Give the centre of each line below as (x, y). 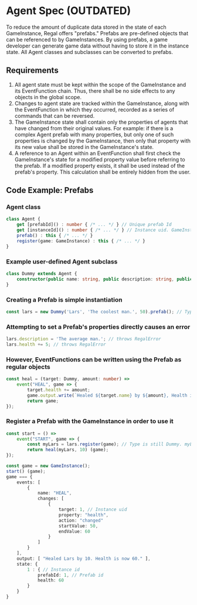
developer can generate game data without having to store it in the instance (98, 46)
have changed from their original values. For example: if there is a (94, 128)
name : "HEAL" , (55, 493)
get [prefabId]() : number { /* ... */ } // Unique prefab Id (94, 225)
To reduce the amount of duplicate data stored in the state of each (86, 27)
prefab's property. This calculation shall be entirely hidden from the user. (103, 172)
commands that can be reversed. (55, 116)
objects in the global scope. (48, 97)
